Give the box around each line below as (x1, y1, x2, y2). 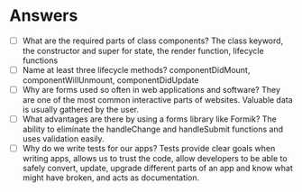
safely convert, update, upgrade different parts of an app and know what (22, 163, 293, 174)
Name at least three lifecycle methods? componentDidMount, (22, 65, 251, 75)
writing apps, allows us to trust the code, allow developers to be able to (22, 153, 288, 164)
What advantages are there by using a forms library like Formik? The (22, 114, 277, 124)
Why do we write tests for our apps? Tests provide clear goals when (22, 143, 276, 154)
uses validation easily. (22, 133, 105, 144)
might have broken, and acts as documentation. (22, 172, 200, 183)
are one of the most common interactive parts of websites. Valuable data (22, 95, 293, 105)
